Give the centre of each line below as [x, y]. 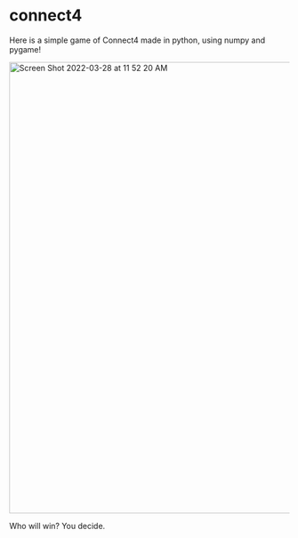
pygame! [25, 49]
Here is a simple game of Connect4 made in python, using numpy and [137, 40]
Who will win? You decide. [57, 526]
